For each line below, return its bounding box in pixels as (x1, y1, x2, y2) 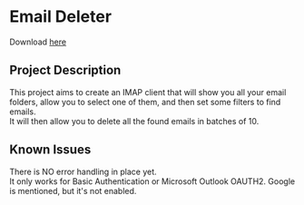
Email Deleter (9, 6, 112, 27)
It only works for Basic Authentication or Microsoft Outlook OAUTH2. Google (9, 175, 296, 187)
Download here (9, 36, 66, 47)
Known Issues (9, 142, 92, 158)
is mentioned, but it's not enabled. (9, 185, 137, 196)
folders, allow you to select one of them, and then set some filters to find (9, 96, 281, 107)
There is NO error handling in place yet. (9, 166, 157, 177)
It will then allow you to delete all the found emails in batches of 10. (9, 115, 260, 126)
